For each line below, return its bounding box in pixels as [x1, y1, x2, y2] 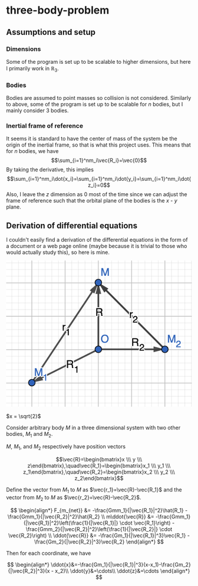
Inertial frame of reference [6, 122, 84, 130]
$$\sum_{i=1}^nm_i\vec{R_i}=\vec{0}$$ [51, 157, 147, 164]
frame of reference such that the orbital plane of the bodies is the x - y [6, 197, 178, 204]
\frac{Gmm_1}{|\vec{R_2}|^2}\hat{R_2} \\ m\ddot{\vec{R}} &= [7, 513, 154, 520]
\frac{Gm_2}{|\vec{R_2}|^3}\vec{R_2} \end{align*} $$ [34, 538, 164, 545]
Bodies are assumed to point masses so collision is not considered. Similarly [6, 94, 192, 101]
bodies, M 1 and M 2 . [6, 430, 53, 439]
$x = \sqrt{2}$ [6, 412, 41, 419]
